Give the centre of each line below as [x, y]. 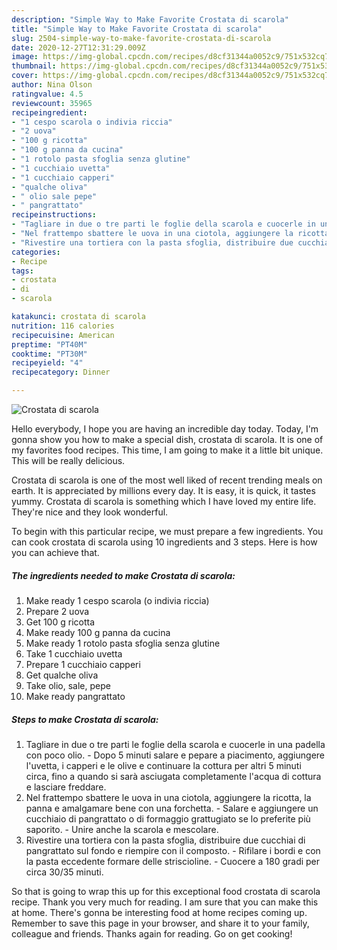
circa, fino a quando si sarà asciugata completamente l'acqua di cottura [173, 776]
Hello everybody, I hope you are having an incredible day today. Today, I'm [165, 429]
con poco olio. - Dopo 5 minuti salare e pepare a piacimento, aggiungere [175, 755]
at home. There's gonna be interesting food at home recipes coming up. [159, 912]
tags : [22, 271]
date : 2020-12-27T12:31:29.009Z [78, 47]
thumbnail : [34, 66]
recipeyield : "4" [47, 363]
